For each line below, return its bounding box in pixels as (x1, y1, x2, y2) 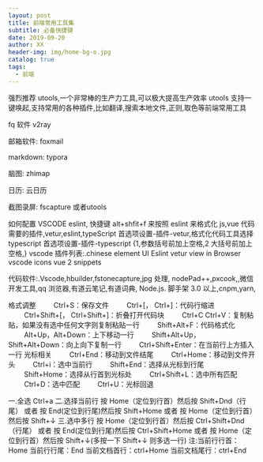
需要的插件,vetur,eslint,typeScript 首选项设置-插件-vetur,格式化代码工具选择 (8, 228, 254, 238)
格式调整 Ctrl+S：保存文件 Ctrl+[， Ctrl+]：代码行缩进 (8, 300, 215, 310)
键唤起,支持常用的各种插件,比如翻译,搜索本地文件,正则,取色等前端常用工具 (8, 103, 247, 112)
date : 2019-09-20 (8, 33, 66, 42)
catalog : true (8, 56, 55, 64)
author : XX (8, 41, 44, 49)
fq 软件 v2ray (8, 119, 51, 129)
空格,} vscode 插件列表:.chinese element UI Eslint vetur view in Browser (8, 248, 241, 257)
